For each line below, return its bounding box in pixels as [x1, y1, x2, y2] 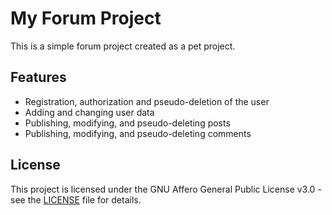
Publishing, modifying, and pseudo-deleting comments [24, 127, 252, 139]
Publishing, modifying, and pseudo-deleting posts [24, 117, 231, 129]
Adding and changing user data [24, 106, 155, 118]
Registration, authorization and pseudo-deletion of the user [24, 95, 270, 107]
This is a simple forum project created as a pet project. [10, 40, 236, 52]
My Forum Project [10, 7, 162, 30]
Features [10, 69, 67, 86]
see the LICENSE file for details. [10, 193, 142, 206]
